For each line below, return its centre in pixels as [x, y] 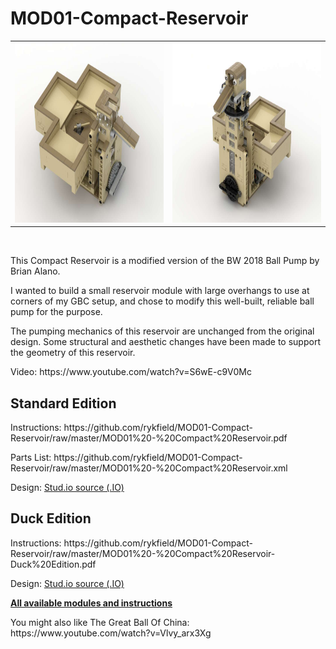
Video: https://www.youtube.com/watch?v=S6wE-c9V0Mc [131, 372]
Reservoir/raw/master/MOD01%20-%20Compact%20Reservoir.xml [149, 468]
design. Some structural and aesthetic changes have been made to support [165, 342]
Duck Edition [51, 518]
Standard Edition [63, 403]
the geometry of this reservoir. [73, 353]
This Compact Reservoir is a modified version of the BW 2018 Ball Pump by [165, 261]
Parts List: [31, 457]
